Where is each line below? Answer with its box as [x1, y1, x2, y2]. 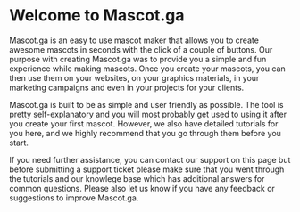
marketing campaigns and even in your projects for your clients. [9, 82, 245, 93]
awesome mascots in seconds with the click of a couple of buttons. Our [9, 44, 273, 54]
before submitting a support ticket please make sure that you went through [9, 164, 285, 175]
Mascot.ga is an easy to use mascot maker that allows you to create [9, 35, 259, 45]
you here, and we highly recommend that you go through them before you [9, 127, 281, 138]
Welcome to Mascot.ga [9, 5, 185, 26]
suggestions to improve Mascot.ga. [9, 192, 139, 203]
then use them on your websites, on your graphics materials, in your [9, 72, 260, 83]
